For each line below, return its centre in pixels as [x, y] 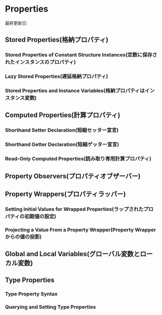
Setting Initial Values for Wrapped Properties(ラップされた [74, 209]
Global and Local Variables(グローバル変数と [73, 254]
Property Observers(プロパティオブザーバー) [73, 176]
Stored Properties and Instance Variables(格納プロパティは [75, 91]
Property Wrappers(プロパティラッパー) [66, 194]
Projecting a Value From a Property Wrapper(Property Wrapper [81, 229]
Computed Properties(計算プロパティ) [63, 115]
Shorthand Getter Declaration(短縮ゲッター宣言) [62, 144]
